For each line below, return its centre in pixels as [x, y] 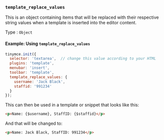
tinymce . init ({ [21, 54]
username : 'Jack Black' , [40, 82]
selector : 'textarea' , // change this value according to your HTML [83, 59]
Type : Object [19, 32]
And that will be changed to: [34, 124]
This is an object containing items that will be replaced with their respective [82, 17]
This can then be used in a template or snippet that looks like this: [72, 105]
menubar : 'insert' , [30, 68]
